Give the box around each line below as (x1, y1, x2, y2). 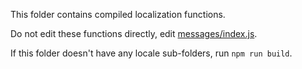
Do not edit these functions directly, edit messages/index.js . (10, 28, 258, 39)
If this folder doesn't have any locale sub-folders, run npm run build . (10, 47, 293, 59)
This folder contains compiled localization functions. (10, 9, 226, 20)
